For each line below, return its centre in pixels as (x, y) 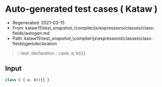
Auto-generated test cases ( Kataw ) (81, 9)
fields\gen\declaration (35, 43)
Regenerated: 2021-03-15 (39, 23)
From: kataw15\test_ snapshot (42, 28)
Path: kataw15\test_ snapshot (41, 38)
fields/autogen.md (31, 33)
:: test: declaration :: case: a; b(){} (51, 53)
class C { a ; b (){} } (27, 80)
